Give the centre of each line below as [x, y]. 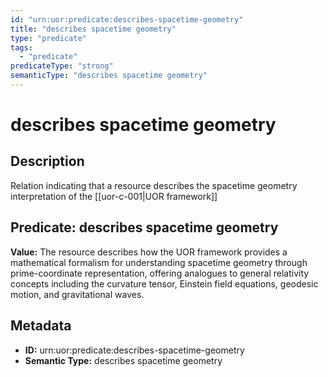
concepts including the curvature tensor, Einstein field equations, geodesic [164, 283]
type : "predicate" [48, 38]
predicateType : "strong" [62, 66]
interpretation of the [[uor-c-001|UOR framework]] [114, 196]
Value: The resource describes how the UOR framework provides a [149, 252]
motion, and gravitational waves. [77, 294]
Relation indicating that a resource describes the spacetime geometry [154, 185]
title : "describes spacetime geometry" [93, 29]
